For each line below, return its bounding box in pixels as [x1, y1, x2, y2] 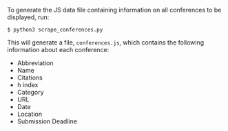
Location [17, 110, 43, 118]
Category [17, 88, 44, 96]
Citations [17, 73, 43, 82]
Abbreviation [17, 59, 54, 67]
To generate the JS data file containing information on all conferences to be [7, 6, 222, 14]
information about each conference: [7, 46, 110, 53]
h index [17, 81, 39, 88]
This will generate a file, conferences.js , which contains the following [7, 38, 205, 47]
